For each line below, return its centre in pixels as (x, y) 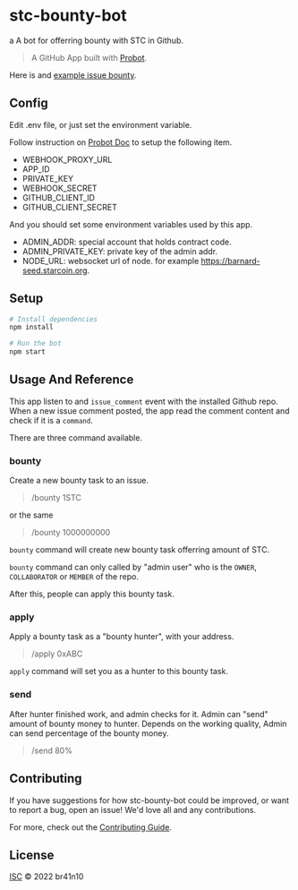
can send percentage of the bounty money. (89, 733)
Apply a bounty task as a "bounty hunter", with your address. (122, 637)
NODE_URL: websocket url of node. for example (111, 261)
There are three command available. (76, 437)
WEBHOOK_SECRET (60, 188)
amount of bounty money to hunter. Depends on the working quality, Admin (148, 723)
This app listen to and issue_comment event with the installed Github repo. (144, 401)
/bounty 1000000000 (71, 533)
